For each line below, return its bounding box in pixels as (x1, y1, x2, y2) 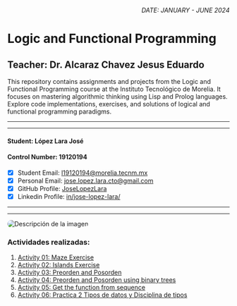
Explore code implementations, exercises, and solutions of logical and (7, 100, 210, 108)
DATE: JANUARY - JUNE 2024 (141, 6, 230, 14)
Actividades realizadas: (7, 237, 90, 247)
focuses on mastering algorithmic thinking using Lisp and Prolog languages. (7, 92, 228, 101)
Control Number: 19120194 (7, 153, 87, 161)
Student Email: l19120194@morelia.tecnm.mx (17, 169, 148, 177)
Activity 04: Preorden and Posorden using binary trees (17, 276, 176, 284)
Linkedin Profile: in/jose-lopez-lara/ (17, 192, 121, 200)
